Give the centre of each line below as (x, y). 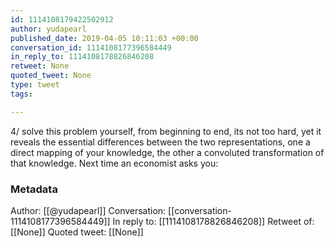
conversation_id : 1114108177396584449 (91, 47)
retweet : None (40, 66)
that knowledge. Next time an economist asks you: (114, 163)
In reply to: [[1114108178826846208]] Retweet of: (213, 221)
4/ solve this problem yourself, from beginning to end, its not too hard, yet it (166, 131)
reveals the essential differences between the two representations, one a (160, 142)
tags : (21, 94)
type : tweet (35, 85)
